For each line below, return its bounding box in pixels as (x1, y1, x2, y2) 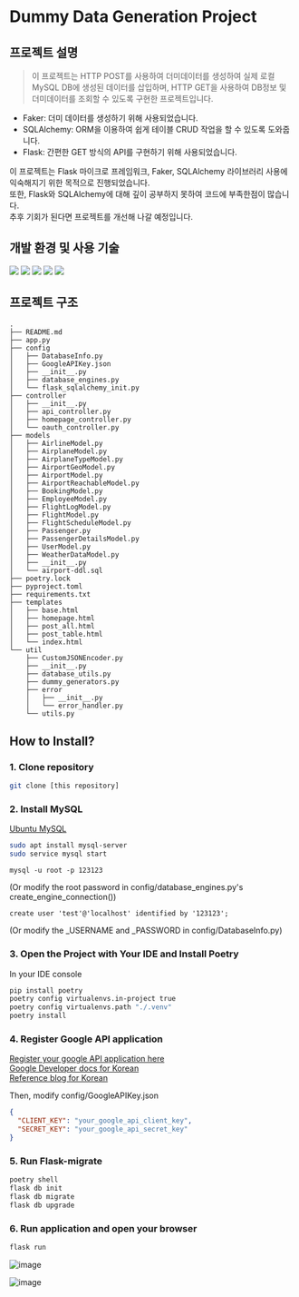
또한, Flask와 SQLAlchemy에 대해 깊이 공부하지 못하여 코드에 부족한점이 (9, 189, 265, 199)
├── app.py (9, 335, 51, 344)
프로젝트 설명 (9, 45, 79, 60)
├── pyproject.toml (9, 581, 83, 591)
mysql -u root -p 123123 (9, 866, 103, 876)
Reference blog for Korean (9, 1073, 109, 1084)
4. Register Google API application (9, 1033, 163, 1045)
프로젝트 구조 (9, 295, 79, 311)
